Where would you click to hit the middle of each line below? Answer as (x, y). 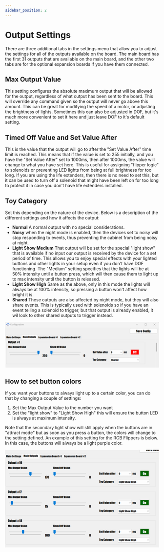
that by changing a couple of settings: (43, 398)
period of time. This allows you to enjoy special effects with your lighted (84, 258)
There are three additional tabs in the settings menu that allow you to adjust (81, 48)
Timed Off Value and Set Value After (61, 137)
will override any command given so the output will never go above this (77, 101)
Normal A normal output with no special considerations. (68, 227)
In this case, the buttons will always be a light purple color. (64, 443)
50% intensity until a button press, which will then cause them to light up (85, 274)
